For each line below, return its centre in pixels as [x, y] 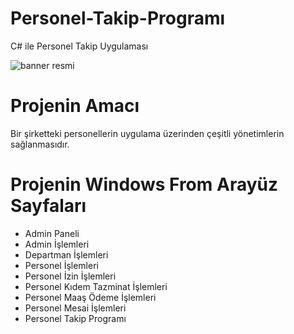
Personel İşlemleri [61, 265]
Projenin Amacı [75, 106]
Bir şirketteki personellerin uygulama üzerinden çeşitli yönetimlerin [147, 133]
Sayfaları [48, 206]
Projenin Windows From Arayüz [144, 184]
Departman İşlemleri [66, 254]
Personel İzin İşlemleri [70, 276]
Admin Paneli [52, 233]
